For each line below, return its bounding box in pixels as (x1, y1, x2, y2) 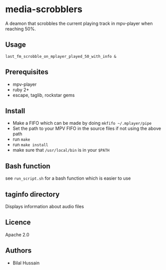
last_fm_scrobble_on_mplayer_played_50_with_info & (5, 54, 116, 59)
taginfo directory (5, 190, 60, 198)
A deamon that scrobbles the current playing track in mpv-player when (5, 20, 153, 26)
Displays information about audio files (5, 204, 85, 209)
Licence (5, 218, 31, 227)
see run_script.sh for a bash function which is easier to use (5, 175, 131, 181)
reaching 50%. (5, 25, 36, 31)
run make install (12, 142, 49, 148)
